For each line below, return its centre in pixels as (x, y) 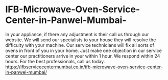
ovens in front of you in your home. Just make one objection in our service (83, 50)
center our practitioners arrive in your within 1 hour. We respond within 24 (83, 56)
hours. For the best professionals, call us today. (55, 61)
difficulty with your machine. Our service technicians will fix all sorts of (80, 45)
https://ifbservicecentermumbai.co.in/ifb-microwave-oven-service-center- (84, 67)
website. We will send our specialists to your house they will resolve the (81, 40)
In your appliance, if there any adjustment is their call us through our (77, 34)
